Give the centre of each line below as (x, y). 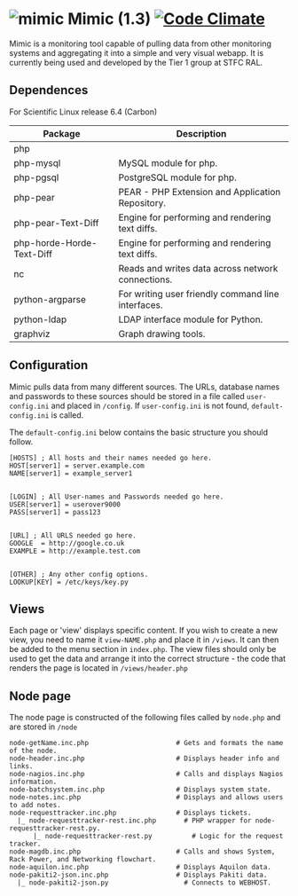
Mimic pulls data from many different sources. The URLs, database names (145, 387)
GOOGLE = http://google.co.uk (67, 543)
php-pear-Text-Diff (56, 223)
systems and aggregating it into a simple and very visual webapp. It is (137, 52)
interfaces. (141, 304)
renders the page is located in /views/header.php (98, 668)
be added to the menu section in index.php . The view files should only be (143, 649)
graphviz (32, 334)
